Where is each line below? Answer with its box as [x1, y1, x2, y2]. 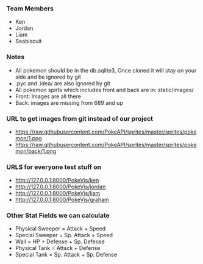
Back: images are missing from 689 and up [15, 99, 123, 106]
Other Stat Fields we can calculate [6, 212, 110, 220]
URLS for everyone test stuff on [6, 163, 102, 171]
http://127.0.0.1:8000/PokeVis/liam [15, 190, 101, 197]
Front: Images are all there [15, 93, 81, 100]
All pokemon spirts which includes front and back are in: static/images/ [15, 86, 194, 93]
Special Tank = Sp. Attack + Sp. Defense [15, 251, 118, 259]
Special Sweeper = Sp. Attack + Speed [15, 232, 113, 239]
